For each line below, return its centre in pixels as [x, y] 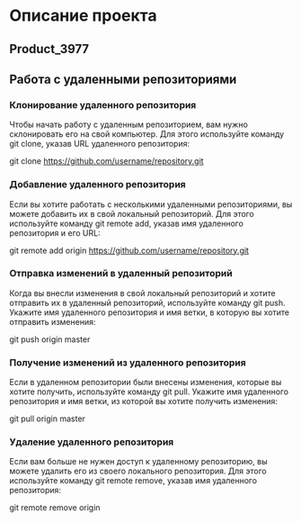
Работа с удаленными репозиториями [123, 79]
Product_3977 [49, 49]
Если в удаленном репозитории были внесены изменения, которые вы [146, 382]
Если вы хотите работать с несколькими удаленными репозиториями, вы [151, 204]
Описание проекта [83, 16]
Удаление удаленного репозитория [92, 442]
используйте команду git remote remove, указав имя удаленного [133, 481]
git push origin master [50, 339]
